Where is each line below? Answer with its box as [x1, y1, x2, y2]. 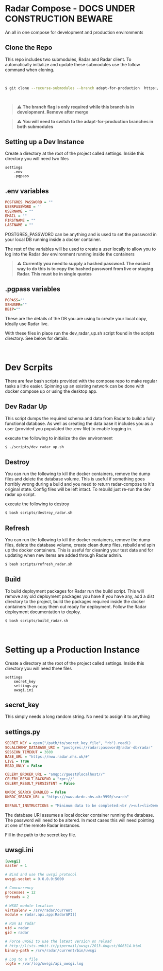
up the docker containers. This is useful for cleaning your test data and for [5, 547, 154, 553]
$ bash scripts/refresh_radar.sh [5, 562, 73, 567]
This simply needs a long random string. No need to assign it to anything [5, 714, 150, 719]
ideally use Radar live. [5, 321, 49, 327]
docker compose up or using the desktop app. [5, 388, 98, 394]
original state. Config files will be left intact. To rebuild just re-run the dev [5, 486, 151, 492]
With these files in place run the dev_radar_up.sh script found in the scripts [5, 330, 155, 336]
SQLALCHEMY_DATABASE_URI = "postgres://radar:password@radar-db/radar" [5, 745, 153, 750]
